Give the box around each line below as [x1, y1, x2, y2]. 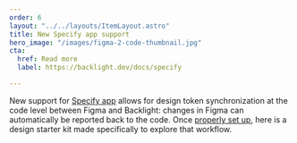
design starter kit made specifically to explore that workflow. [9, 123, 233, 134]
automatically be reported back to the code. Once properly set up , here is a [9, 114, 287, 125]
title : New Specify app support [9, 29, 130, 38]
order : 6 [9, 13, 42, 22]
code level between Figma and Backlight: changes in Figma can [9, 105, 244, 115]
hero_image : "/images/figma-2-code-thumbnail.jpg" [9, 38, 202, 47]
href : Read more [17, 55, 78, 63]
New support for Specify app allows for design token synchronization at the [9, 95, 288, 105]
